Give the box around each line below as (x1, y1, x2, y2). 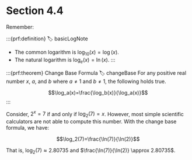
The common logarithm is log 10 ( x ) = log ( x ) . (14, 48, 120, 57)
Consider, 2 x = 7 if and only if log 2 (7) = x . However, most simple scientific (6, 109, 184, 119)
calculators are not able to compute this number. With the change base (6, 118, 177, 125)
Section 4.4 (6, 4, 64, 18)
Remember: (6, 23, 34, 30)
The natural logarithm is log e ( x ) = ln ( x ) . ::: (14, 56, 116, 65)
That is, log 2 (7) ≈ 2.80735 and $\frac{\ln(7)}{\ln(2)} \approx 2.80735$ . (6, 147, 176, 155)
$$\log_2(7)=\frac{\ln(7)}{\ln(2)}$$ (56, 135, 140, 142)
